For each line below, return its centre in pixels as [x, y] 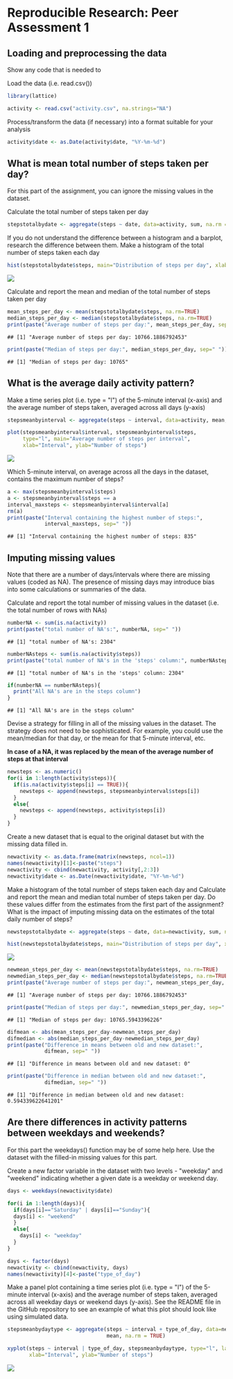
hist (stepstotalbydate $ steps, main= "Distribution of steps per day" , [110, 265]
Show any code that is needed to [54, 70]
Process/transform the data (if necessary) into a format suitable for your [110, 122]
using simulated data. [38, 1317]
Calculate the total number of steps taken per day [78, 212]
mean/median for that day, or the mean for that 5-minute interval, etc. [106, 738]
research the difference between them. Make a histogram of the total [106, 245]
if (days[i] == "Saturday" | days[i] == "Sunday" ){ [82, 1210]
